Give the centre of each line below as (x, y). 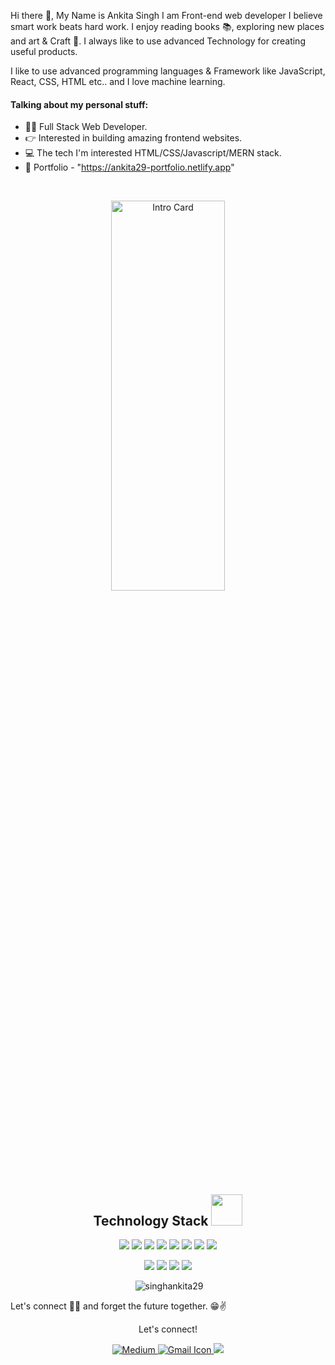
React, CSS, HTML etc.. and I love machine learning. (118, 81)
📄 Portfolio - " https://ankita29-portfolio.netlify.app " (129, 167)
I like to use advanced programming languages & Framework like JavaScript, (168, 71)
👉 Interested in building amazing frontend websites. (133, 138)
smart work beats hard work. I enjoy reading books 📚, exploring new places (167, 26)
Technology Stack (151, 1220)
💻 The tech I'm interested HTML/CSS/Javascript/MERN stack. (153, 153)
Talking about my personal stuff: (79, 104)
